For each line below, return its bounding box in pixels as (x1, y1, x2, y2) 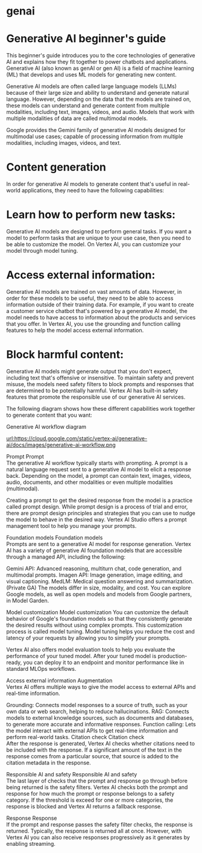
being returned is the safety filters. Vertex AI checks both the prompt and (6, 783, 188, 791)
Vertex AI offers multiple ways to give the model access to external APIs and (6, 683, 196, 690)
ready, (6, 659, 22, 666)
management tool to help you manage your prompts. (6, 522, 137, 529)
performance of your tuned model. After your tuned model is (6, 652, 157, 659)
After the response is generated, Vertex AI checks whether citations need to (6, 740, 195, 747)
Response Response (6, 814, 57, 822)
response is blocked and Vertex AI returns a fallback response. (6, 802, 163, 810)
